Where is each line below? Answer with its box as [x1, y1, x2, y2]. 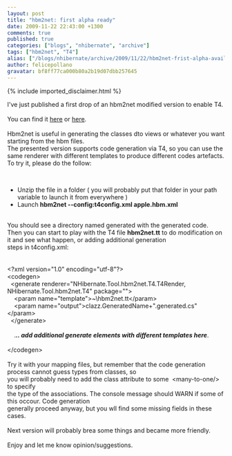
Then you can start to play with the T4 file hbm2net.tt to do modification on [7, 228, 223, 237]
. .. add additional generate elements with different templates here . [13, 330, 209, 339]
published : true [7, 36, 54, 43]
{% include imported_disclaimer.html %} [7, 87, 122, 95]
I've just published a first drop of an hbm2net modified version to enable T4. [7, 100, 224, 108]
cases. [7, 411, 26, 419]
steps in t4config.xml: [7, 243, 69, 251]
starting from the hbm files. [7, 137, 85, 145]
